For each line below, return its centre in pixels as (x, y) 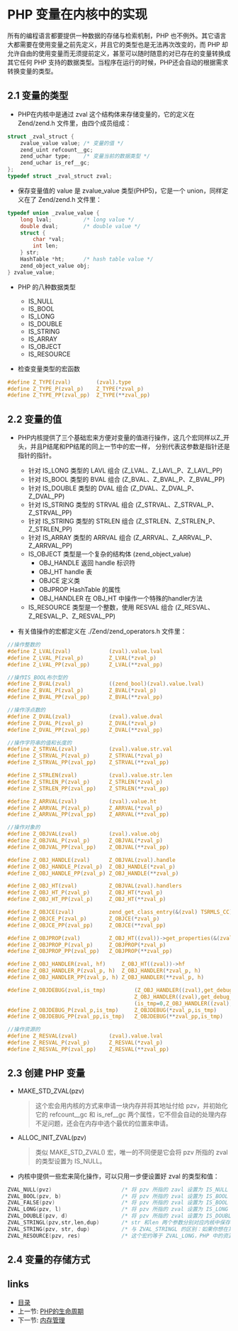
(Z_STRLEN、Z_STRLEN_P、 (177, 521)
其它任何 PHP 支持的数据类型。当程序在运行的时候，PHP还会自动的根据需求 (118, 62)
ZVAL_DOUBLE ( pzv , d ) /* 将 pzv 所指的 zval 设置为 (105, 1216)
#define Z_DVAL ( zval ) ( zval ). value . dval (85, 716)
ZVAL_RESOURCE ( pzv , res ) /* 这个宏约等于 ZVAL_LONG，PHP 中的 (115, 1236)
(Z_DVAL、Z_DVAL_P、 (164, 488)
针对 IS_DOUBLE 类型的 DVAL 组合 (78, 488)
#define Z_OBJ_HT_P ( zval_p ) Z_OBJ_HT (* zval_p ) (85, 893)
